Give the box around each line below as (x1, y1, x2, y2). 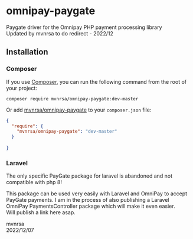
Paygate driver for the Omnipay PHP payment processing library (6, 24, 162, 31)
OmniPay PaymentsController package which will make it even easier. (6, 202, 175, 210)
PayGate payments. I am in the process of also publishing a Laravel (6, 197, 169, 204)
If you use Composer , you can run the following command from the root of (6, 78, 187, 85)
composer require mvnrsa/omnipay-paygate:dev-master (6, 96, 139, 102)
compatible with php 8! (6, 179, 62, 186)
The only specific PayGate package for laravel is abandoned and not (6, 172, 173, 179)
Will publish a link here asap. (6, 209, 76, 216)
